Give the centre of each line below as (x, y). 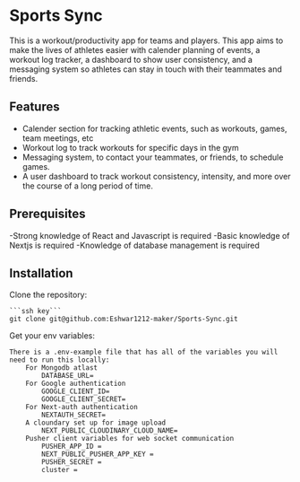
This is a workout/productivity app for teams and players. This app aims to (146, 40)
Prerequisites (47, 214)
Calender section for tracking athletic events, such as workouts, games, (154, 128)
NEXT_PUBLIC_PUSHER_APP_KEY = (98, 454)
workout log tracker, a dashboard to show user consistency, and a (131, 59)
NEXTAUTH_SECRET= (73, 415)
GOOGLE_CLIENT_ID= (76, 391)
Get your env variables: (52, 336)
